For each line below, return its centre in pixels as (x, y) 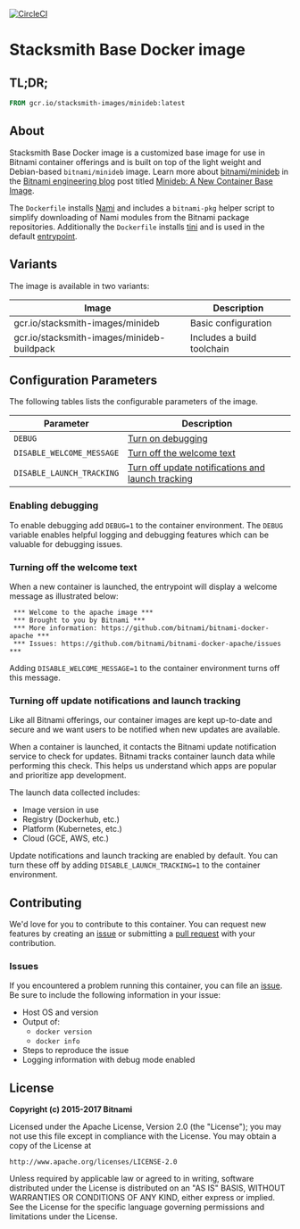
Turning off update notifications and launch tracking (125, 701)
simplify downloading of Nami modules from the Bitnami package (129, 217)
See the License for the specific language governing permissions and (137, 1207)
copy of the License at (50, 1146)
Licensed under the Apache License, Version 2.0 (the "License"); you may (146, 1127)
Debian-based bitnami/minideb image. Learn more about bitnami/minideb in (149, 171)
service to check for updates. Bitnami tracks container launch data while (142, 756)
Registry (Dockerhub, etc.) (71, 819)
